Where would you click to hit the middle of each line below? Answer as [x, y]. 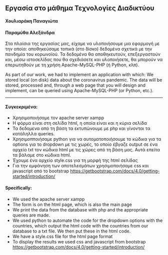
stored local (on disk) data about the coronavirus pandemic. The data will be [84, 80]
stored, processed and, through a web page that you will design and [75, 85]
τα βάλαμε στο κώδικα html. [42, 155]
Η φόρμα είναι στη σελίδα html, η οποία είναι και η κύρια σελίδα [80, 123]
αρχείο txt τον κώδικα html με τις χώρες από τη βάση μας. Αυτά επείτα [86, 150]
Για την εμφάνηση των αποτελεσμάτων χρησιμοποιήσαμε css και [80, 166]
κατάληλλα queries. [33, 134]
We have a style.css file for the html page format [62, 236]
